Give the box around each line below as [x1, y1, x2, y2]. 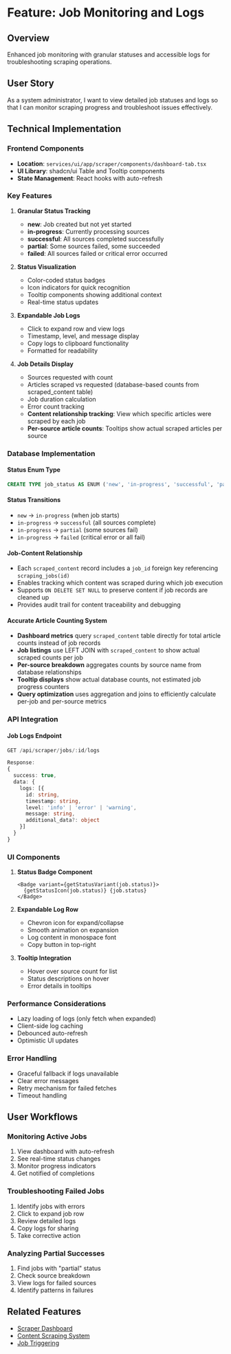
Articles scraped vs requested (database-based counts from [27, 380, 199, 389]
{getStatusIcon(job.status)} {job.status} [23, 887, 147, 895]
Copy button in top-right [27, 941, 96, 949]
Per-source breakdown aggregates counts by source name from [16, 661, 201, 669]
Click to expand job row [16, 1209, 85, 1218]
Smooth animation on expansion [27, 926, 119, 935]
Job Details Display [16, 360, 74, 368]
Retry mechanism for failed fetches [16, 1084, 117, 1092]
